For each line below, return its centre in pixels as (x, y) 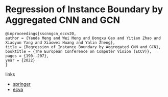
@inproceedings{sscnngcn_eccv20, (41, 34)
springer (21, 84)
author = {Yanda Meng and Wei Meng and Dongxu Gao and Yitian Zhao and (83, 38)
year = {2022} (20, 60)
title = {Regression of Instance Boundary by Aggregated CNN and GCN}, (83, 47)
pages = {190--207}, (27, 56)
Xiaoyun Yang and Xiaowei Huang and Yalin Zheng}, (60, 42)
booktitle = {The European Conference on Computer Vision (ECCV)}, (79, 51)
